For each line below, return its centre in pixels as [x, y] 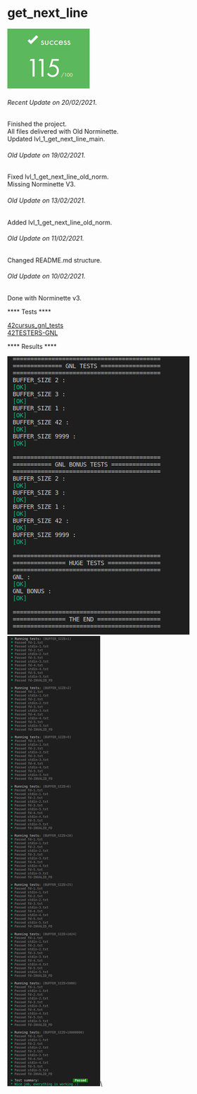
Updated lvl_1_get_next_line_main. [56, 139]
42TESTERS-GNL [33, 333]
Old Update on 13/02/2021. [46, 200]
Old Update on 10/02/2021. [46, 276]
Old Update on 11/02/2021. [46, 238]
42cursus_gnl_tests [36, 325]
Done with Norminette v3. [45, 298]
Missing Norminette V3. [42, 184]
